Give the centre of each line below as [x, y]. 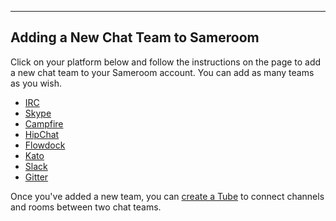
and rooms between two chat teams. [86, 207]
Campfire [44, 123]
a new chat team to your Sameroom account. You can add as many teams [162, 72]
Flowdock [45, 145]
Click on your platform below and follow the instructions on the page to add [166, 62]
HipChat [42, 134]
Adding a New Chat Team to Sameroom [135, 37]
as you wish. [36, 83]
